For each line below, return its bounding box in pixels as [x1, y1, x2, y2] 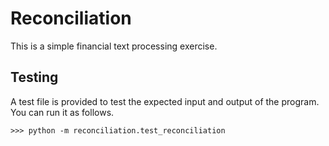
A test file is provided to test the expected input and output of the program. [10, 95, 320, 107]
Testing [10, 69, 59, 86]
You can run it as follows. [10, 106, 115, 118]
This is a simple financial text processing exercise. [10, 40, 218, 52]
